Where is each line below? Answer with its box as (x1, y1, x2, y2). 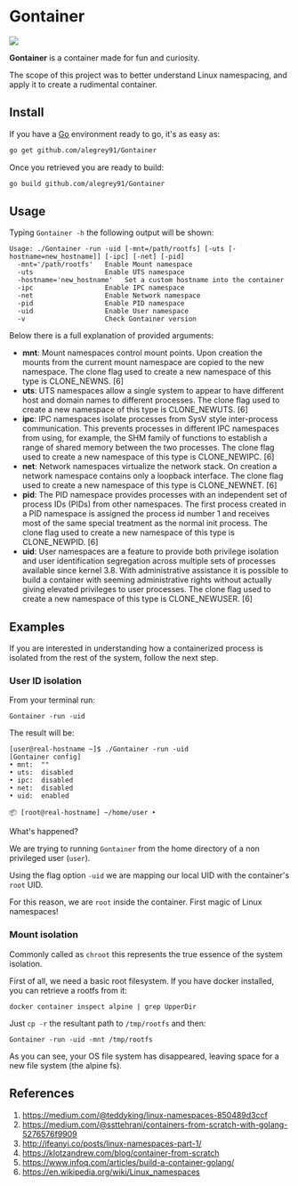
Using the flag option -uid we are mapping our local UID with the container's (9, 870, 290, 881)
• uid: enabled (9, 792, 69, 800)
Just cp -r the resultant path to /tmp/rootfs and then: (9, 1018, 206, 1028)
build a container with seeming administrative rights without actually (21, 574, 272, 585)
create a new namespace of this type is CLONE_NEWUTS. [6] (21, 404, 249, 415)
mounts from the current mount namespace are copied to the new (21, 357, 265, 368)
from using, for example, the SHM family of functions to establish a (21, 433, 269, 443)
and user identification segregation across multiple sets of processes (21, 556, 276, 566)
